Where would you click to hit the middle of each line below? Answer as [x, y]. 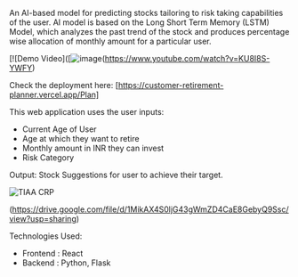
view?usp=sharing [43, 219]
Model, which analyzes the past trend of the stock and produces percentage [149, 32]
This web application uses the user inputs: [87, 112]
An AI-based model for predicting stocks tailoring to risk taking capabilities [146, 13]
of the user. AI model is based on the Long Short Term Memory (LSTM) [139, 22]
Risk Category [48, 158]
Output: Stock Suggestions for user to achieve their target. [117, 175]
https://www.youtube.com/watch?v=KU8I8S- [187, 58]
